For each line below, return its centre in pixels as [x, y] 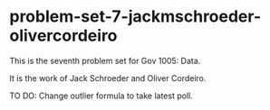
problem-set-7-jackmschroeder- [135, 17]
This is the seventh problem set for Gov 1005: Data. [105, 60]
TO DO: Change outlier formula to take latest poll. [101, 96]
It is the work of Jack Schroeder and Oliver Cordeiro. [108, 78]
